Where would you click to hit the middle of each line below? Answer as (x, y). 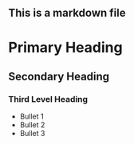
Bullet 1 (32, 117)
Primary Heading (65, 47)
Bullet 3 (32, 134)
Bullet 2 (32, 125)
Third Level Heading (48, 99)
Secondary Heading (59, 76)
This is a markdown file (67, 13)
